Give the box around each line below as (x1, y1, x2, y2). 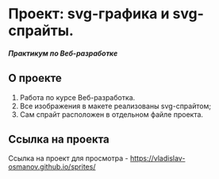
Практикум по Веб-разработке (8, 49, 118, 58)
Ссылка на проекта (8, 132, 109, 146)
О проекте (8, 72, 62, 85)
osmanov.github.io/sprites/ (8, 162, 96, 172)
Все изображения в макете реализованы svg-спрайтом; (19, 101, 212, 111)
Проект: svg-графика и (8, 5, 170, 23)
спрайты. (8, 21, 74, 40)
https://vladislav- (129, 154, 186, 163)
